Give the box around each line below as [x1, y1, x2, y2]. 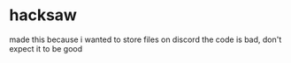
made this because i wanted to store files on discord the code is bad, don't [9, 34, 282, 45]
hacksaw [9, 5, 78, 25]
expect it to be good [9, 43, 83, 53]
